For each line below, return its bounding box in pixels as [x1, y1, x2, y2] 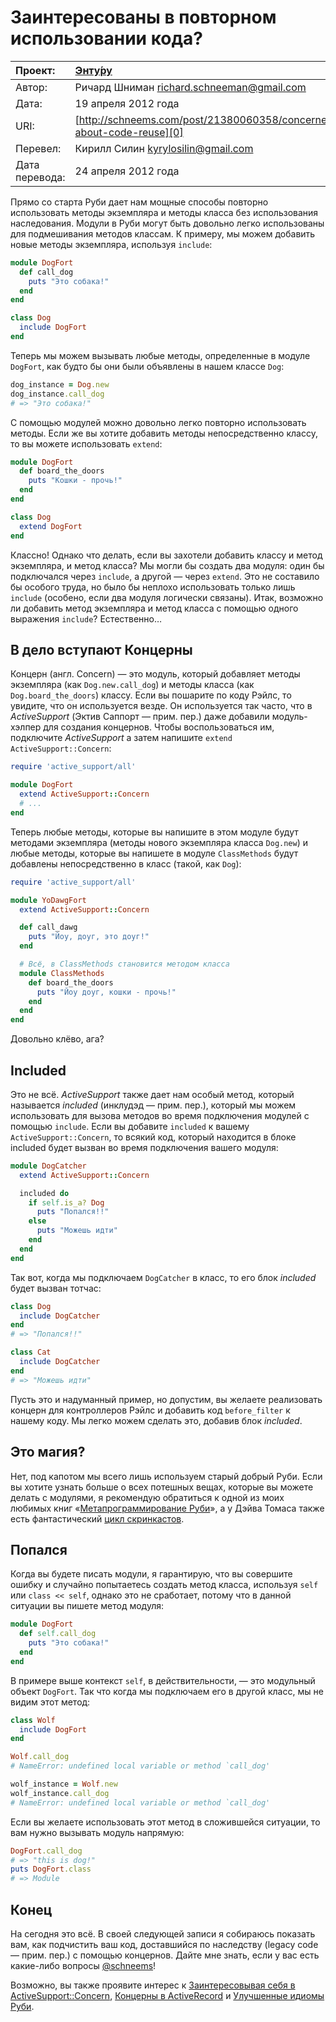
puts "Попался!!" [36, 1207, 110, 1217]
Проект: [15, 63, 56, 77]
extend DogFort [19, 521, 83, 531]
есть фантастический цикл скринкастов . [10, 1512, 185, 1525]
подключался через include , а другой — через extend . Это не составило [10, 570, 320, 582]
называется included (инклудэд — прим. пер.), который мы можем [10, 1099, 297, 1111]
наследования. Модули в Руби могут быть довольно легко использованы [10, 217, 325, 229]
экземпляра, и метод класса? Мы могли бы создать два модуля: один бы [10, 559, 325, 571]
